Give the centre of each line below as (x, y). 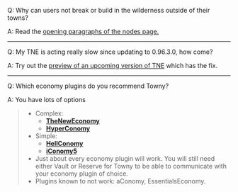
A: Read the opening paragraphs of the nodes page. (83, 32)
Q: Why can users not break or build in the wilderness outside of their (109, 10)
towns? (18, 18)
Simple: (46, 136)
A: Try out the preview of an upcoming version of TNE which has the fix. (113, 66)
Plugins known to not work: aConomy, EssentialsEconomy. (120, 181)
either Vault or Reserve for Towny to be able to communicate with (131, 166)
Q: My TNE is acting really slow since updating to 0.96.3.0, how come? (110, 52)
